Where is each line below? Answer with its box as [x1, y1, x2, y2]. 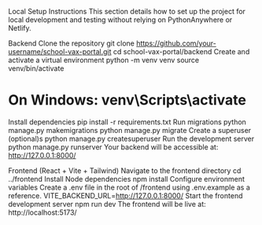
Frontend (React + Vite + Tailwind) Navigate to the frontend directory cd [8, 165, 242, 175]
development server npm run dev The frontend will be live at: [8, 199, 206, 208]
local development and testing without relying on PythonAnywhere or [8, 15, 233, 24]
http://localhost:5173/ [8, 208, 77, 217]
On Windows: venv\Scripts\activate [8, 91, 246, 109]
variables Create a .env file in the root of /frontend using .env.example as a [8, 183, 250, 192]
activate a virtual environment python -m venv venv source [8, 55, 200, 65]
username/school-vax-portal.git [8, 47, 112, 56]
